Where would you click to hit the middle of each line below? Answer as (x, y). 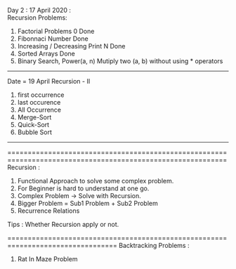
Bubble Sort (35, 132)
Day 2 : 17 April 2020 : (39, 10)
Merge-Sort (34, 117)
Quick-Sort (33, 125)
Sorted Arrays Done (46, 53)
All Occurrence (39, 110)
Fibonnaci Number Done (53, 39)
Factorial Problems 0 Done (56, 31)
